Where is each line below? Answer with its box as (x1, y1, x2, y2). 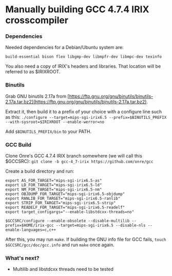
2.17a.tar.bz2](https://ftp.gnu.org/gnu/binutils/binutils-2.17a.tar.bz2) (5, 98, 147, 104)
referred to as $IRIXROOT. (5, 69, 61, 75)
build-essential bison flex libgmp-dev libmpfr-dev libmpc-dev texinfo (5, 54, 162, 59)
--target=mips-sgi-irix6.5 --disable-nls (55, 223, 146, 228)
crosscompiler (5, 14, 68, 26)
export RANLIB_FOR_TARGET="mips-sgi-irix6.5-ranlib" (5, 196, 121, 201)
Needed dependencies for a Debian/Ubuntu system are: (5, 45, 124, 51)
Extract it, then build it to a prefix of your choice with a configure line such (5, 109, 162, 115)
